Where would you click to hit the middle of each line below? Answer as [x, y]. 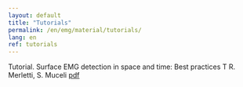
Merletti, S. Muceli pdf [44, 75]
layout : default [34, 15]
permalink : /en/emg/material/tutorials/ [75, 30]
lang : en [22, 37]
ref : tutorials [33, 45]
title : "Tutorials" [40, 23]
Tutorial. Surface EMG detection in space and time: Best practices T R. [122, 67]
